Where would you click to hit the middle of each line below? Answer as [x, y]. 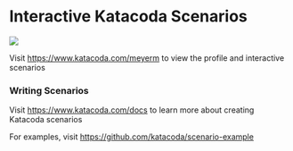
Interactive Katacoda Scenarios [128, 17]
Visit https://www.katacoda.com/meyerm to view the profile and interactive [147, 58]
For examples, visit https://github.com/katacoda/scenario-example [131, 137]
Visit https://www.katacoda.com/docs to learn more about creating [132, 110]
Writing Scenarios [49, 90]
